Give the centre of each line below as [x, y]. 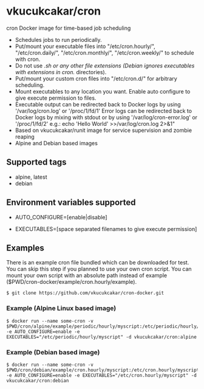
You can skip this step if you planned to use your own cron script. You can [99, 269]
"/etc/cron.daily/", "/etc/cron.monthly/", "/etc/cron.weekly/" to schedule [104, 52]
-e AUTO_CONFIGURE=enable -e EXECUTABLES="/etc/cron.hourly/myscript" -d [102, 375]
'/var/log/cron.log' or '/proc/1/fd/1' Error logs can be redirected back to [104, 111]
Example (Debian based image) [53, 352]
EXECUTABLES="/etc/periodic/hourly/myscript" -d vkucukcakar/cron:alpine [102, 337]
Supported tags [36, 162]
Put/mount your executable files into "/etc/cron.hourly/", [85, 46]
